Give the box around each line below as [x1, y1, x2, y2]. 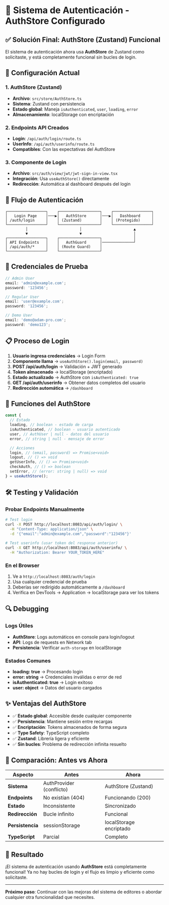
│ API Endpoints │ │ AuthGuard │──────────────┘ [5, 240, 136, 245]
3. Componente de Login [5, 158, 67, 166]
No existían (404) [43, 794, 85, 801]
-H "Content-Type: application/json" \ [10, 527, 94, 532]
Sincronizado [105, 802, 136, 809]
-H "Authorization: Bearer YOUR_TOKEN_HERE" [10, 550, 105, 555]
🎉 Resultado [5, 850, 44, 859]
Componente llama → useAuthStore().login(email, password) [12, 358, 143, 364]
